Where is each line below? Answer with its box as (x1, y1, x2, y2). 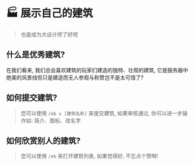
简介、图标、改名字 (34, 117, 81, 124)
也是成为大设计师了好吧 (20, 31, 78, 38)
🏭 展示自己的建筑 (6, 6, 93, 20)
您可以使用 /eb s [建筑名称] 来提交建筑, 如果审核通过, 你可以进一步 (20, 110, 183, 117)
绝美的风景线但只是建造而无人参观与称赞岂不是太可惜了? (6, 74, 144, 81)
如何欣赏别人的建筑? (6, 136, 81, 146)
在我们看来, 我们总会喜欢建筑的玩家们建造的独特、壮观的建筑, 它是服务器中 (6, 67, 188, 74)
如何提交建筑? (6, 93, 57, 103)
